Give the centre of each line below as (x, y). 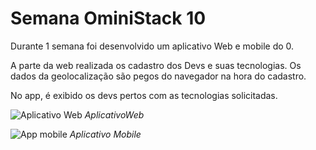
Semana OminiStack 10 (108, 18)
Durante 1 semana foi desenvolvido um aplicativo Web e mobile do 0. (152, 46)
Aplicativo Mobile (105, 134)
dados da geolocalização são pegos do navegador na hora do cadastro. (158, 76)
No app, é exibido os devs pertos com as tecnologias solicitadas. (144, 95)
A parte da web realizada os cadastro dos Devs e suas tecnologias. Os (156, 65)
